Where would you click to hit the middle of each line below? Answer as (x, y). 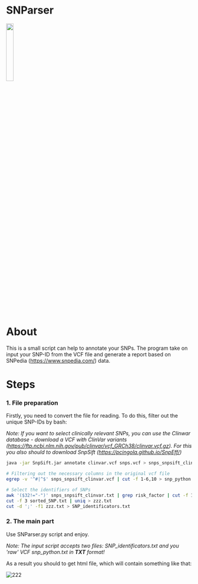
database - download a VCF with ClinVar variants (67, 439)
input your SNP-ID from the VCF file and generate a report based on (88, 354)
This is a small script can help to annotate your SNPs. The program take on (97, 348)
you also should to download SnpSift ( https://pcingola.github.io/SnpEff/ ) (94, 452)
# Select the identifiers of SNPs (49, 490)
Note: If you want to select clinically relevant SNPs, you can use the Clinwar (98, 434)
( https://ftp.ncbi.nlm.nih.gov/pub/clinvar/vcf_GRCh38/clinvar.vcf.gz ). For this (99, 446)
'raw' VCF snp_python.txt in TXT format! (55, 552)
